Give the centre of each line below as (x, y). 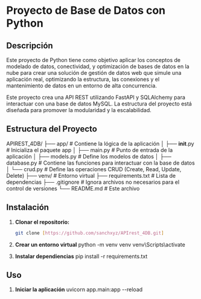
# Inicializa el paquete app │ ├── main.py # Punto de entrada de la (90, 150)
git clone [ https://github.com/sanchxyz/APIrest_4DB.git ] (89, 233)
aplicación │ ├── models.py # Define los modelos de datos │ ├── (89, 156)
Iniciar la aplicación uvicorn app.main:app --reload (79, 289)
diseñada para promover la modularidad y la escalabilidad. (79, 110)
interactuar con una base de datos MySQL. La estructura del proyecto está (99, 104)
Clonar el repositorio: (42, 222)
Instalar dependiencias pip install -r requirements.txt (81, 256)
